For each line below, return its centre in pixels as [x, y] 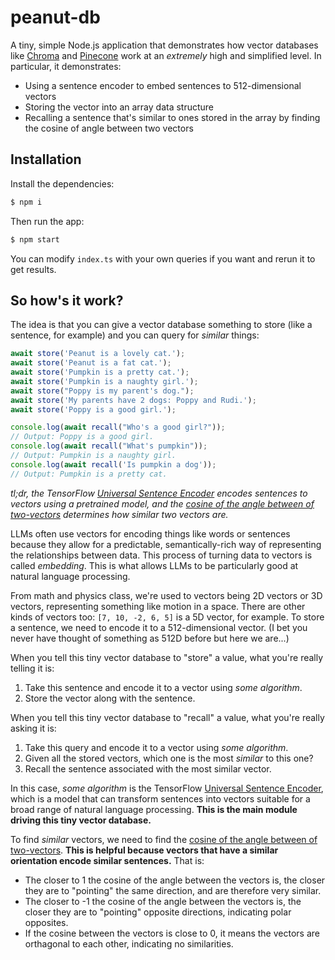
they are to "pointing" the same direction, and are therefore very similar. [173, 890]
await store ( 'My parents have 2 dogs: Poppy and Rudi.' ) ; [133, 400]
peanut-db [55, 17]
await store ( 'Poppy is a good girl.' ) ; [93, 409]
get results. [33, 269]
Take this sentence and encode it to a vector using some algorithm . [163, 687]
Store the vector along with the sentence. [110, 698]
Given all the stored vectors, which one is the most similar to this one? [169, 758]
